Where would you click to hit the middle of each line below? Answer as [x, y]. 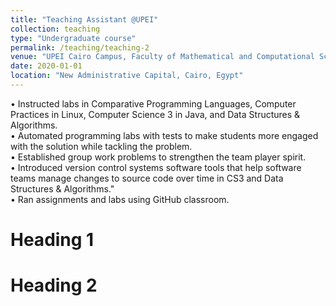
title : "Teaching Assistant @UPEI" [84, 19]
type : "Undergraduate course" [73, 38]
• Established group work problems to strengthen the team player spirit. [158, 157]
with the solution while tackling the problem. [101, 146]
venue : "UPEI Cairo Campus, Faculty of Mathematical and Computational [162, 57]
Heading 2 [54, 285]
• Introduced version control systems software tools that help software [156, 167]
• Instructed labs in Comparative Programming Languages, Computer [153, 103]
